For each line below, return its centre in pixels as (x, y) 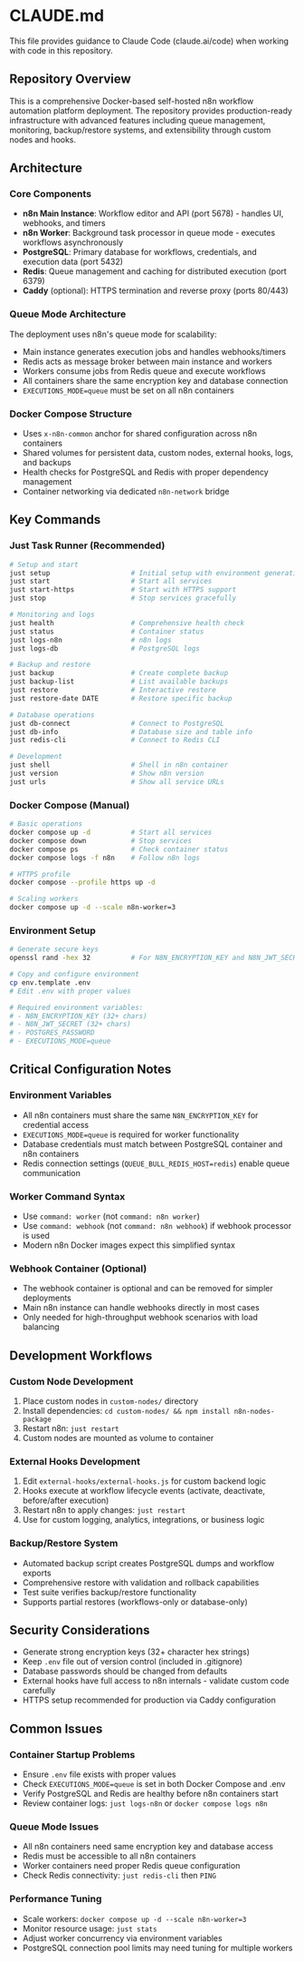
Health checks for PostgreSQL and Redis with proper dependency (145, 472)
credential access (55, 1124)
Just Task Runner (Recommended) (87, 545)
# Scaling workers (44, 899)
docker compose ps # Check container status (119, 849)
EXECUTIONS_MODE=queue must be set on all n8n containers (128, 390)
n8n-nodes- (254, 1412)
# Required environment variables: (76, 1007)
